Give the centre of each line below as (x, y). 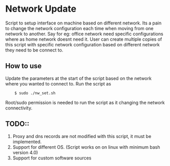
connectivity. (19, 108)
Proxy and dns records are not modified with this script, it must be (82, 136)
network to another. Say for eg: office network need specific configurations (84, 34)
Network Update (41, 9)
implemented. (27, 142)
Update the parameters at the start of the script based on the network (78, 78)
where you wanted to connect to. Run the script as (58, 84)
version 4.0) (25, 152)
